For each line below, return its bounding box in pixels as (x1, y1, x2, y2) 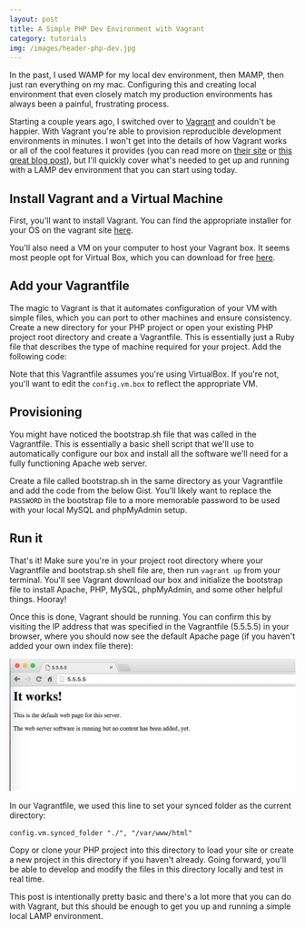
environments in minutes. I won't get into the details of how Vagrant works (9, 136, 288, 146)
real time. (9, 873, 44, 884)
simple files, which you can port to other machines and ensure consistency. (9, 312, 292, 323)
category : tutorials (9, 34, 88, 43)
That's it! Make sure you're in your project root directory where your (9, 555, 263, 566)
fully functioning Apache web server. (9, 458, 148, 469)
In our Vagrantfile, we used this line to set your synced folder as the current (9, 800, 292, 811)
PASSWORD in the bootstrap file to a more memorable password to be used (9, 494, 280, 505)
